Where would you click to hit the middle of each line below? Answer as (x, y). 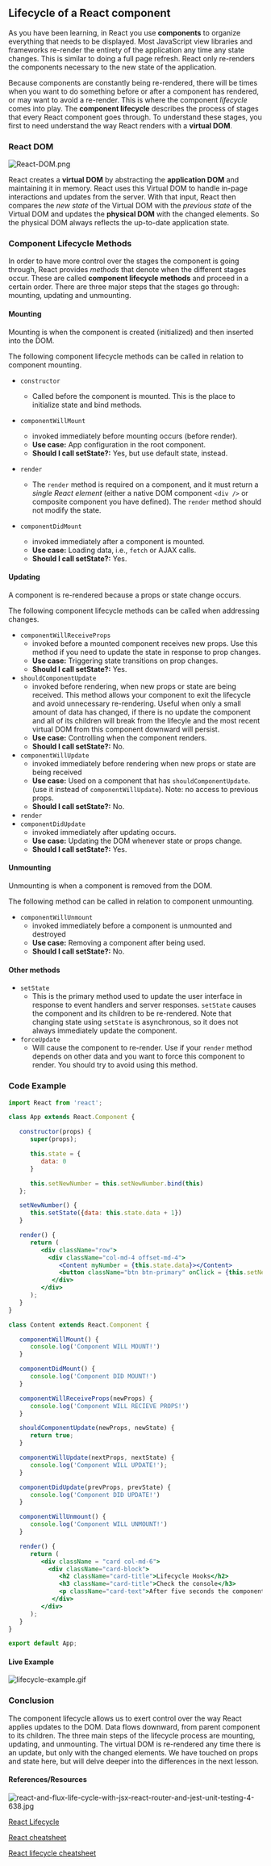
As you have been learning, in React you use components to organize (125, 32)
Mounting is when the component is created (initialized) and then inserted (131, 332)
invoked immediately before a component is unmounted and (132, 926)
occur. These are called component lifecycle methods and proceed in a (128, 279)
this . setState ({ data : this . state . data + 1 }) (106, 1213)
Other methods (34, 970)
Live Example (31, 1662)
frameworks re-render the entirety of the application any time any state (126, 50)
